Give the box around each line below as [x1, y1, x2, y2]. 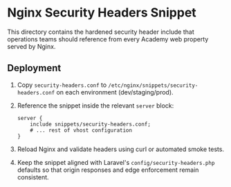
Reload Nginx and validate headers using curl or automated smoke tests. [17, 145, 225, 153]
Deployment [7, 62, 62, 74]
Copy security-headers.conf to [17, 81, 107, 89]
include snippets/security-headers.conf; [30, 121, 151, 128]
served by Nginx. [7, 42, 56, 50]
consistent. [17, 173, 50, 181]
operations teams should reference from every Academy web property [7, 35, 209, 43]
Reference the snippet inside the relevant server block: [17, 101, 174, 110]
